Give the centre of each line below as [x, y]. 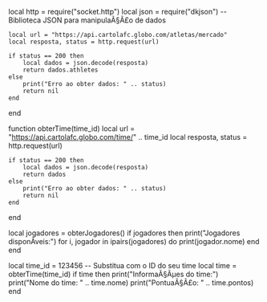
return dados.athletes [61, 70]
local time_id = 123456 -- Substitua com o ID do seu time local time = [123, 265]
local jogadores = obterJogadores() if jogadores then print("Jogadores [124, 233]
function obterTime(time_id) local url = [72, 129]
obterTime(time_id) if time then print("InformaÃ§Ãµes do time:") [113, 274]
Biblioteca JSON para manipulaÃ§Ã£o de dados [87, 20]
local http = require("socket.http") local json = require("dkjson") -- [117, 12]
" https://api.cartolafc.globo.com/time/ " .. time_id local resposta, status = [128, 137]
